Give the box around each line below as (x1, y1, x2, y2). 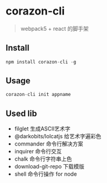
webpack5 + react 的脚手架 (20, 25, 89, 32)
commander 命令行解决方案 (14, 140, 83, 147)
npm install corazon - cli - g (5, 59, 77, 65)
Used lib (5, 108, 37, 118)
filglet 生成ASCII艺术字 (14, 125, 71, 132)
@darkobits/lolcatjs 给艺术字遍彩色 (14, 133, 102, 140)
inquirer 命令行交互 (14, 148, 62, 155)
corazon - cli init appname (5, 92, 71, 98)
